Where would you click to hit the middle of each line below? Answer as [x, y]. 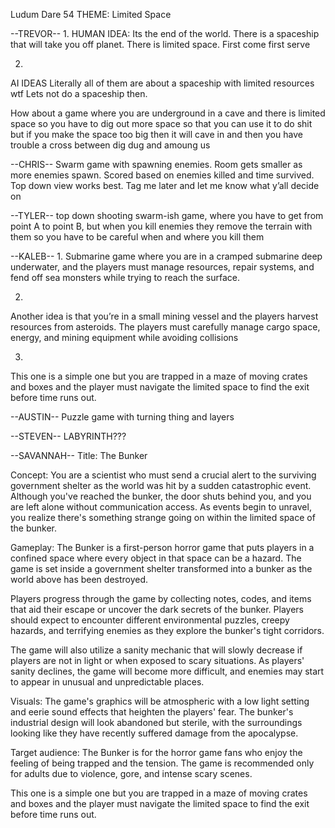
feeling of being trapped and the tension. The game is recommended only [162, 763]
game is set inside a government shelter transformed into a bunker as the [161, 568]
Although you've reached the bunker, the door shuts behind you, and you [161, 496]
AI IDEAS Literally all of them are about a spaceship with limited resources [162, 83]
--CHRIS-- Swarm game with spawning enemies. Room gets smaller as [156, 164]
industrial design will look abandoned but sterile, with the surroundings [156, 722]
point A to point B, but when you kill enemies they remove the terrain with [161, 226]
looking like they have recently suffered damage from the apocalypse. [154, 733]
